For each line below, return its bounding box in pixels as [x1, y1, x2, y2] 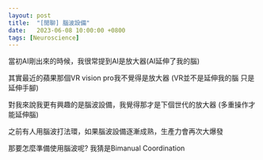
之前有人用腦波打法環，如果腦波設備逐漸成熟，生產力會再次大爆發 [8, 127, 223, 136]
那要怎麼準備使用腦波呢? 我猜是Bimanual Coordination [8, 143, 185, 153]
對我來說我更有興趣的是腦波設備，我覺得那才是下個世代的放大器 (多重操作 [8, 100, 250, 109]
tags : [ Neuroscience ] [8, 33, 80, 42]
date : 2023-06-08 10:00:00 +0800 [8, 26, 126, 34]
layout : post [8, 11, 51, 20]
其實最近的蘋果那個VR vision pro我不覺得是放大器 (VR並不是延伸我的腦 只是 [8, 73, 255, 83]
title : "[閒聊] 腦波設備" [8, 19, 90, 27]
